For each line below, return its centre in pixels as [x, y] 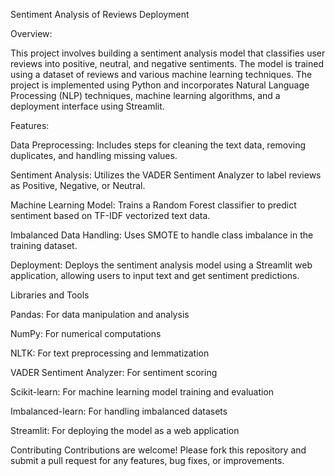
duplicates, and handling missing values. [94, 155]
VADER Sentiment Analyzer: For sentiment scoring [114, 372]
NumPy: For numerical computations [86, 333]
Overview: [31, 33]
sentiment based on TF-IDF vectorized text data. [110, 215]
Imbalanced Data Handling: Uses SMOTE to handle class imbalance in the [162, 235]
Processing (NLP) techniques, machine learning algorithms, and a [145, 95]
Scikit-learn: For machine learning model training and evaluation [142, 392]
